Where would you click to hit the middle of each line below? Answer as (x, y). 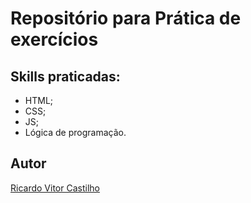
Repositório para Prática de (126, 18)
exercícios (54, 39)
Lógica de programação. (75, 132)
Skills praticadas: (65, 76)
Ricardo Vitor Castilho (55, 188)
